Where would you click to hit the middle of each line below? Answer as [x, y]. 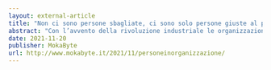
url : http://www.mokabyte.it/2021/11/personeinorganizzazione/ [117, 53]
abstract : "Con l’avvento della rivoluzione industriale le [112, 31]
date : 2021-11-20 [38, 38]
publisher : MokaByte [43, 46]
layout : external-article [52, 16]
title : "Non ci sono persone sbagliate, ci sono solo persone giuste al [133, 23]
